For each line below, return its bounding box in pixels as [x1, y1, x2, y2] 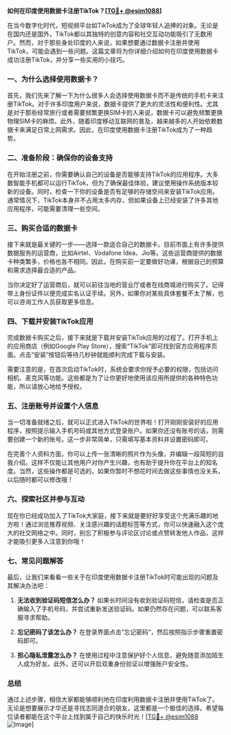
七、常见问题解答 [7, 556, 64, 565]
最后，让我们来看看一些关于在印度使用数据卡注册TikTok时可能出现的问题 [7, 573, 213, 581]
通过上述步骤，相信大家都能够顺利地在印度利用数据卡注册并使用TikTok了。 [7, 695, 219, 703]
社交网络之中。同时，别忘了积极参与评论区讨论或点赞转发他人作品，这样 [19, 528, 224, 536]
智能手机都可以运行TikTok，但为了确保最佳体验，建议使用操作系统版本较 [12, 179, 219, 187]
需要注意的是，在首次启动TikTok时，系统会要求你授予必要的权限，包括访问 [7, 365, 219, 374]
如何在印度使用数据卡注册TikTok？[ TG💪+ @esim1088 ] [7, 7, 162, 14]
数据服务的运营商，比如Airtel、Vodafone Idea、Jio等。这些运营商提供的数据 [7, 249, 223, 257]
